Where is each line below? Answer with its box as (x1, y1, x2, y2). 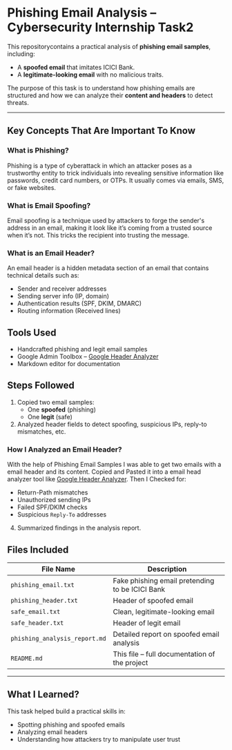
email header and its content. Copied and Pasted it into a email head (7, 468, 202, 476)
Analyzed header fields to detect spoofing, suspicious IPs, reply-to (17, 420, 207, 428)
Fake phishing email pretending (113, 575, 215, 585)
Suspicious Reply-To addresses (17, 510, 107, 519)
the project (113, 657, 148, 667)
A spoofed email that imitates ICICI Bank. (17, 63, 135, 71)
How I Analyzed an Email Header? (7, 444, 122, 454)
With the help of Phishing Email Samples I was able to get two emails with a (7, 461, 222, 469)
